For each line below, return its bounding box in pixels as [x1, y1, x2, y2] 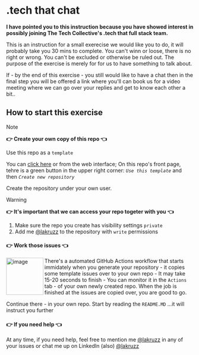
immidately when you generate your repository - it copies [44, 264, 185, 271]
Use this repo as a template [6, 149, 73, 156]
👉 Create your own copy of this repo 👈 [6, 135, 108, 142]
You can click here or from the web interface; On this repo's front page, [6, 160, 181, 167]
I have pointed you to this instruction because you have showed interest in [6, 23, 194, 30]
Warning [6, 196, 27, 203]
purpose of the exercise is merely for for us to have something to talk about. [6, 60, 192, 67]
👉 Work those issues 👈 [6, 242, 68, 249]
